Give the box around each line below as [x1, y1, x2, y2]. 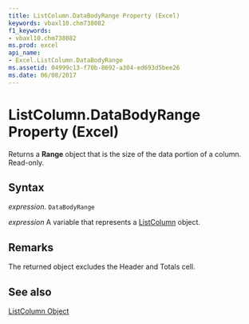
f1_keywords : [8, 26, 52, 34]
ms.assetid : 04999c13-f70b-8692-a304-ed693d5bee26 [8, 64, 180, 72]
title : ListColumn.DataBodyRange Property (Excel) [8, 11, 180, 20]
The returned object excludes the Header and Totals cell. [8, 262, 196, 272]
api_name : [8, 49, 41, 57]
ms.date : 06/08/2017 [8, 71, 77, 79]
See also [8, 285, 52, 298]
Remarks [8, 241, 54, 254]
